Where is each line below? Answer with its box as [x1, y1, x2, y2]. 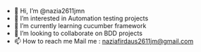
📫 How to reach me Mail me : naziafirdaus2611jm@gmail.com [13, 37, 194, 45]
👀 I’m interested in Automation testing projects [13, 14, 149, 22]
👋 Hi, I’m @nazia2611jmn [13, 7, 85, 15]
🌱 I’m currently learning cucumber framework [13, 22, 147, 30]
